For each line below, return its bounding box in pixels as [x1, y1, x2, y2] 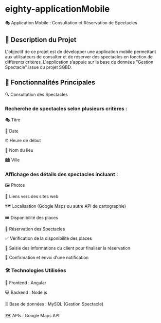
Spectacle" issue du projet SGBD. [5, 64, 72, 70]
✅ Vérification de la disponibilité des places [5, 235, 92, 241]
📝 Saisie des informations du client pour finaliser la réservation [5, 245, 130, 251]
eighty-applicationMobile [5, 3, 110, 15]
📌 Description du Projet [5, 36, 77, 44]
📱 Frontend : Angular [5, 280, 47, 286]
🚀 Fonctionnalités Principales [5, 78, 96, 87]
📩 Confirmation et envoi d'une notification [5, 254, 89, 261]
